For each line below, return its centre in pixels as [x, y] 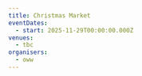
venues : [21, 38]
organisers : [28, 52]
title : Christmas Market [49, 15]
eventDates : [28, 23]
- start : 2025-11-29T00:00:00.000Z [75, 30]
